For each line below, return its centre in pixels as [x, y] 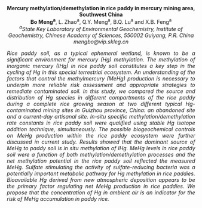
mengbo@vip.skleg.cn [101, 42]
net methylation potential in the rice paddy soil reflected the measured [101, 161]
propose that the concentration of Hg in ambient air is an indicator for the [101, 193]
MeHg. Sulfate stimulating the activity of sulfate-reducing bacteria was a [101, 167]
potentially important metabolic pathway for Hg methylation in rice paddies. [101, 173]
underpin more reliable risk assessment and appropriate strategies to [101, 85]
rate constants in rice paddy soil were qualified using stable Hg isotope [101, 123]
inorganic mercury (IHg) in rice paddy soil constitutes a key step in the [101, 66]
